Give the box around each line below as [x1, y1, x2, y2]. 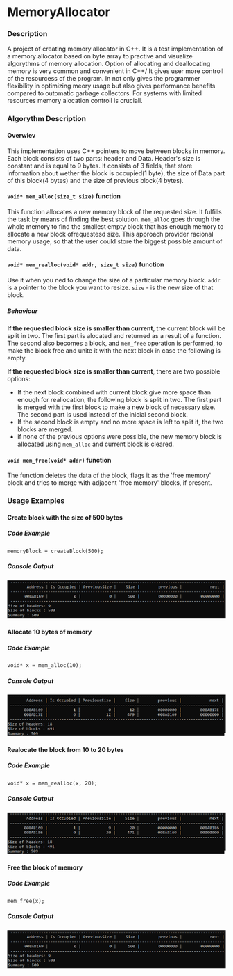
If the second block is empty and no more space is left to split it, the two [17, 417, 224, 426]
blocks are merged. [17, 425, 73, 433]
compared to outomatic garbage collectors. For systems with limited [7, 89, 202, 97]
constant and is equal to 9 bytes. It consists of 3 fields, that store [7, 161, 193, 170]
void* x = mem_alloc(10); [7, 662, 82, 669]
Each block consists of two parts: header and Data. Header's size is [7, 154, 201, 162]
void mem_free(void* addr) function [7, 456, 112, 464]
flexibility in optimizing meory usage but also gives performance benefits [7, 81, 216, 90]
